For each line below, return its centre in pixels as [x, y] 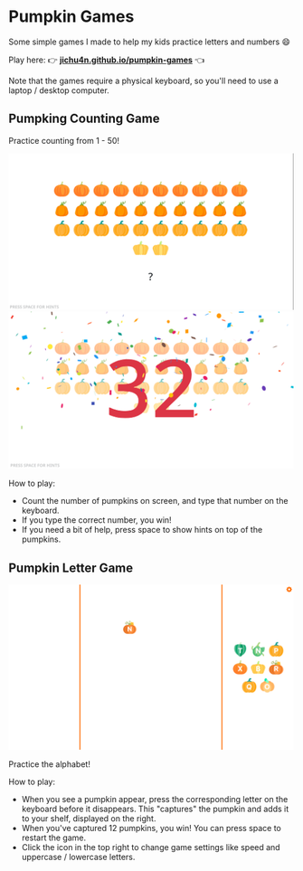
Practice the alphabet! [50, 764]
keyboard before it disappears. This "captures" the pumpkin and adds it [155, 809]
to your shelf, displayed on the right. [89, 818]
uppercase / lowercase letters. [78, 857]
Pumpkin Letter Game [71, 568]
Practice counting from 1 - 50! [64, 140]
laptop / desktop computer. [59, 90]
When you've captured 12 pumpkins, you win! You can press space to [151, 828]
